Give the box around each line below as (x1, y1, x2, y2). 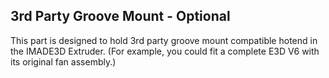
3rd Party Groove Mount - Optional (10, 8, 231, 25)
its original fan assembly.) (10, 55, 117, 68)
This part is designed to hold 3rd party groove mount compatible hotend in (10, 34, 318, 46)
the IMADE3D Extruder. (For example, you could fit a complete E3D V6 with (10, 45, 320, 57)
